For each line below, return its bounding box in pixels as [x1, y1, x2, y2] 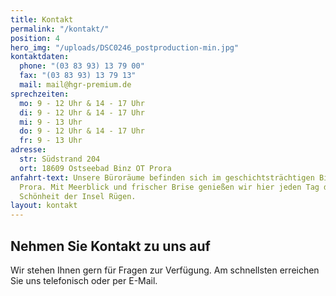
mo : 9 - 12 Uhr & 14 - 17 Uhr [19, 98, 145, 108]
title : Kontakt [10, 14, 74, 25]
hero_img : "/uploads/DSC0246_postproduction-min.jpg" [10, 42, 240, 53]
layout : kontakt [10, 201, 78, 211]
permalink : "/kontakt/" [10, 24, 110, 34]
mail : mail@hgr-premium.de [19, 80, 132, 90]
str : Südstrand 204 [19, 154, 101, 164]
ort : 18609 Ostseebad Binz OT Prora [19, 163, 172, 173]
